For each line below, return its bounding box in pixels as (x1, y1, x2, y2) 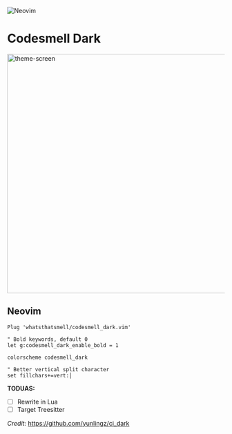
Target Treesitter (17, 405, 65, 413)
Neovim (7, 306, 41, 317)
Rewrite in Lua (17, 397, 58, 406)
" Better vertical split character (7, 366, 110, 373)
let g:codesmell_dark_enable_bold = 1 (7, 342, 119, 348)
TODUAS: (7, 384, 35, 393)
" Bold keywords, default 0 (7, 335, 88, 343)
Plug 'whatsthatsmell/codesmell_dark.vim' (7, 324, 131, 331)
